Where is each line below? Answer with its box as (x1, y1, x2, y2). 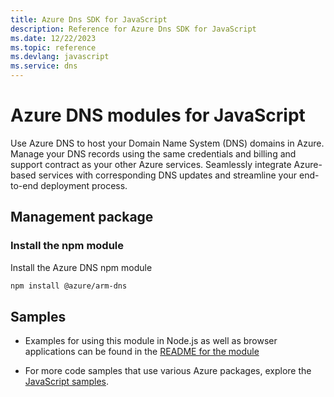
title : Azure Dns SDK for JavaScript (10, 14, 168, 25)
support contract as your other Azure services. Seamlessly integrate (10, 158, 292, 170)
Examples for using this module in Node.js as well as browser (24, 335, 278, 347)
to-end (10, 179, 39, 191)
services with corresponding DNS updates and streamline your (38, 169, 298, 181)
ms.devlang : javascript (10, 52, 110, 62)
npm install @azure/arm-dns (10, 281, 128, 291)
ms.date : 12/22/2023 (10, 33, 97, 43)
